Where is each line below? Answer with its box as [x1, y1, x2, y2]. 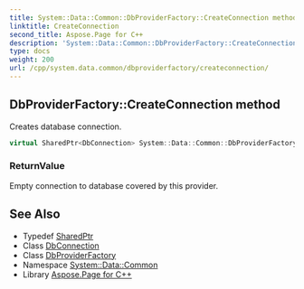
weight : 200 [9, 55, 54, 64]
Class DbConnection [22, 240, 100, 251]
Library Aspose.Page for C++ [22, 268, 133, 280]
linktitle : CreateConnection [9, 22, 119, 31]
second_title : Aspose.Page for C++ [9, 30, 144, 39]
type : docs [9, 47, 51, 56]
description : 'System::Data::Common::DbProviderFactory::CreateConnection [9, 38, 298, 48]
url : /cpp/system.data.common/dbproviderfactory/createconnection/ [9, 64, 270, 73]
